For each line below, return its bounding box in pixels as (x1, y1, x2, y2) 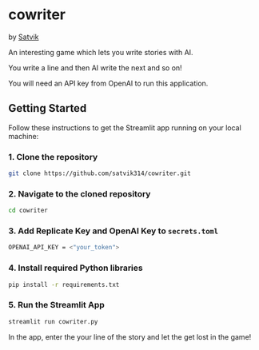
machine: (8, 131, 39, 141)
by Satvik (8, 32, 39, 42)
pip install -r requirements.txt (8, 280, 120, 288)
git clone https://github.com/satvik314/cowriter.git (8, 169, 192, 177)
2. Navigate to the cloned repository (8, 188, 151, 199)
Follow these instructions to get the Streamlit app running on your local (8, 122, 241, 133)
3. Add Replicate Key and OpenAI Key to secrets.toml (8, 225, 218, 237)
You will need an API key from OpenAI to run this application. (8, 78, 209, 88)
